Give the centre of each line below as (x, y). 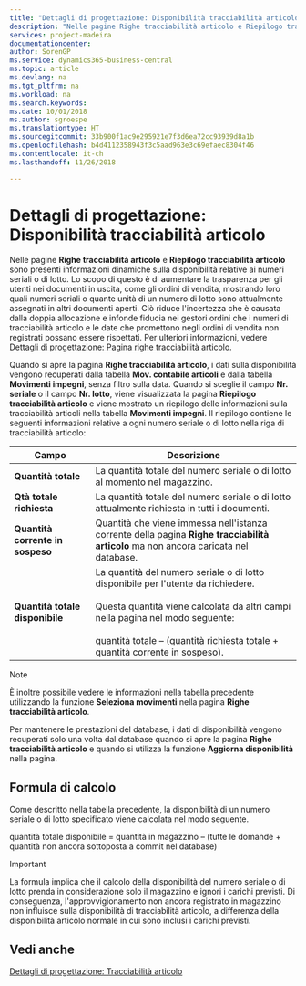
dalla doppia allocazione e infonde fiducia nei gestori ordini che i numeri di (149, 318)
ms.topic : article (44, 69)
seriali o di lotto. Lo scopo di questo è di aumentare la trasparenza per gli (147, 279)
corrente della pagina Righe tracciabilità (182, 535)
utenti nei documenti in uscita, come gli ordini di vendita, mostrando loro (145, 289)
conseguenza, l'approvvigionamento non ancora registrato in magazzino (146, 901)
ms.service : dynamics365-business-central (91, 60)
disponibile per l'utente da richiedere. (175, 583)
